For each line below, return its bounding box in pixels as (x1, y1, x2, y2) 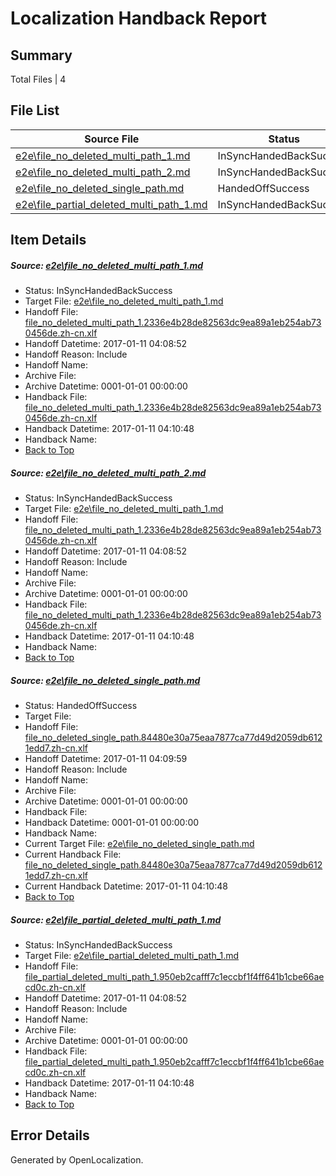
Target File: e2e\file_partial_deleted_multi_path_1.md (24, 950, 240, 962)
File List (10, 102, 60, 119)
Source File (84, 132, 140, 146)
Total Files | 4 (10, 73, 67, 85)
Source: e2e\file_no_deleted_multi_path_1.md (10, 259, 204, 271)
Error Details (10, 1127, 90, 1144)
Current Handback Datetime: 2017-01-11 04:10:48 (24, 880, 228, 892)
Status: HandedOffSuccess (24, 700, 138, 712)
